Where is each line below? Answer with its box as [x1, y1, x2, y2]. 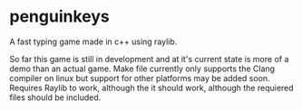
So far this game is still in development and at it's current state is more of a [9, 53, 289, 64]
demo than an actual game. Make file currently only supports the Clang [9, 63, 275, 74]
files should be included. [9, 92, 102, 103]
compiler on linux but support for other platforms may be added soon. [9, 72, 270, 83]
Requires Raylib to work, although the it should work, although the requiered [9, 82, 294, 93]
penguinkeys [9, 6, 111, 27]
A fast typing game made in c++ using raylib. [9, 36, 178, 47]
